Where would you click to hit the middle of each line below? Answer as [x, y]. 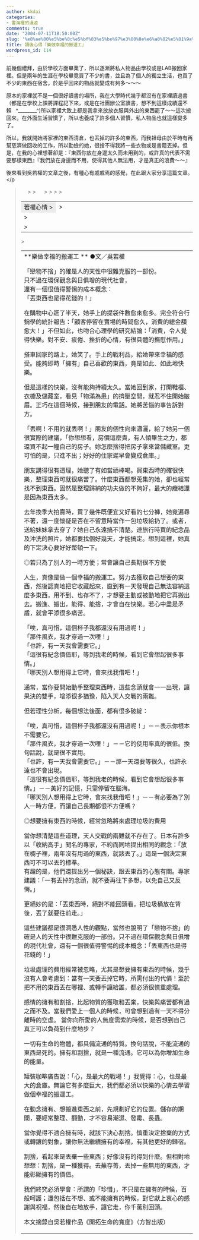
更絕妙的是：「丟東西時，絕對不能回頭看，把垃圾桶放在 [99, 904]
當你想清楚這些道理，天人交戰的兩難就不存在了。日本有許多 [107, 835]
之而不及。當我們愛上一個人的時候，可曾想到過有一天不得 [104, 1011]
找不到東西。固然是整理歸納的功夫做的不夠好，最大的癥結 [104, 488]
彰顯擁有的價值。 [53, 1174]
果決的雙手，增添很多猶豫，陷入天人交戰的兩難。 [92, 696]
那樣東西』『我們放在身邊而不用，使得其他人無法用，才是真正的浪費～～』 [101, 160]
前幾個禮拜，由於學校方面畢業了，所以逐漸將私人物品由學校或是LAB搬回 [94, 68]
